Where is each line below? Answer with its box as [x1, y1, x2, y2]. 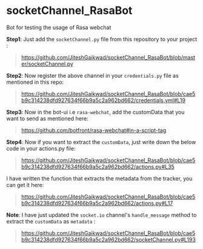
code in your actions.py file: [6, 145, 76, 152]
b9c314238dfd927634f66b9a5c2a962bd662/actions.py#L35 [21, 163, 175, 170]
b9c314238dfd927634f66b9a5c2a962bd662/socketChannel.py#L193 [21, 236, 196, 243]
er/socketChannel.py [21, 60, 74, 67]
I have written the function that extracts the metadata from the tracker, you [6, 174, 193, 182]
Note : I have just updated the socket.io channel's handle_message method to [6, 211, 197, 219]
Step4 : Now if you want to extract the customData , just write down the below [6, 138, 196, 146]
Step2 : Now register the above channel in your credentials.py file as [6, 72, 179, 79]
